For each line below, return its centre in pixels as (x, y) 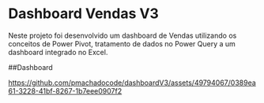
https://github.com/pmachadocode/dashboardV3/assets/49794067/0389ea (132, 83)
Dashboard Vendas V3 (84, 14)
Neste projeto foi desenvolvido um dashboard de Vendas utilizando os (123, 35)
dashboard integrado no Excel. (58, 52)
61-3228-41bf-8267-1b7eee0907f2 (65, 90)
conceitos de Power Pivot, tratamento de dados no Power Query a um (122, 43)
